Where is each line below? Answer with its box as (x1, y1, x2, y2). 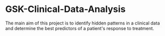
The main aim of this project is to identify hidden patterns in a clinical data (5, 20, 160, 26)
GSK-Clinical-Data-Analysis (5, 3, 126, 15)
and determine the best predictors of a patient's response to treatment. (5, 25, 154, 31)
